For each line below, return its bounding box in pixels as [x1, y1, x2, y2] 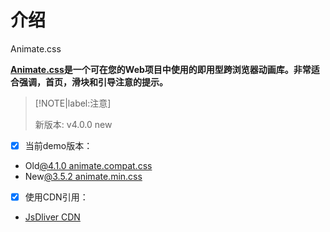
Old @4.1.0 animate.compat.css [24, 160, 153, 171]
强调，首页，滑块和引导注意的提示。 [18, 76, 168, 88]
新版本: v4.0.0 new [34, 118, 113, 130]
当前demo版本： [24, 139, 93, 151]
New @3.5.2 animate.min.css [24, 171, 143, 182]
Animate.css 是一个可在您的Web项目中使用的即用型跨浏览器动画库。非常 [10, 63, 312, 75]
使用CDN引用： [24, 191, 89, 203]
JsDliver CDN [24, 211, 81, 223]
